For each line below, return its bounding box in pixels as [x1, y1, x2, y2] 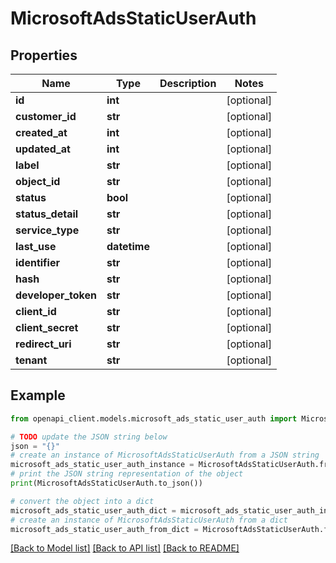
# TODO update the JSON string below [10, 432, 168, 442]
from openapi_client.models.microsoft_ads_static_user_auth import [10, 413, 298, 424]
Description [159, 77, 217, 90]
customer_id [15, 110, 77, 123]
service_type [15, 223, 80, 237]
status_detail [15, 207, 79, 221]
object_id [15, 175, 61, 188]
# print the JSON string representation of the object [10, 469, 244, 479]
